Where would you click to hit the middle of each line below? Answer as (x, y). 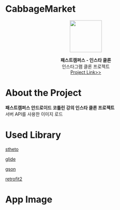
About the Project (43, 93)
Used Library (33, 135)
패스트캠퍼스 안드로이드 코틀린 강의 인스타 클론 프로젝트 (60, 107)
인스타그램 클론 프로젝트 (86, 66)
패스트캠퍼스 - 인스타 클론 (86, 60)
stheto (12, 149)
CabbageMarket (40, 9)
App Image (29, 199)
